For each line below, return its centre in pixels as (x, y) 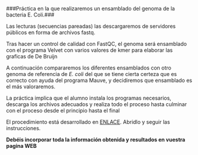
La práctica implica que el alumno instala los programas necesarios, (89, 98)
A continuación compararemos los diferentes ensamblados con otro (89, 68)
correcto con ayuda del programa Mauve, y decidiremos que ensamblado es (99, 80)
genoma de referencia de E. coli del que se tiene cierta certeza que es (92, 74)
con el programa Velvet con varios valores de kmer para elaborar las (90, 50)
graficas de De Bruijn (32, 56)
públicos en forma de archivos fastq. (51, 32)
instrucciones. (23, 128)
